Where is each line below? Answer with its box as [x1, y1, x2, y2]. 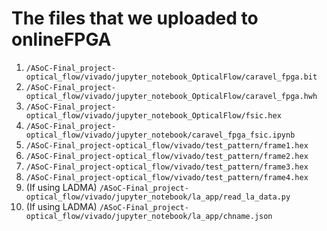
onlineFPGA [11, 28, 112, 51]
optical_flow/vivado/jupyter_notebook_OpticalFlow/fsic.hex [25, 110, 282, 121]
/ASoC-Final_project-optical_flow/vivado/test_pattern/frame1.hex [25, 140, 309, 151]
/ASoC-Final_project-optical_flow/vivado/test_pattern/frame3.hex [25, 162, 309, 172]
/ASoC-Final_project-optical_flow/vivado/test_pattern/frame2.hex [25, 151, 309, 161]
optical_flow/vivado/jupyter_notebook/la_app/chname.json [25, 211, 273, 221]
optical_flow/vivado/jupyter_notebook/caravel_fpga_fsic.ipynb [25, 130, 296, 140]
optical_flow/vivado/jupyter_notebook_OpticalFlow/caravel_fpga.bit [25, 72, 318, 82]
